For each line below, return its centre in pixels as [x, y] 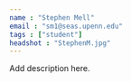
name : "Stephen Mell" [52, 18]
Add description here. [50, 68]
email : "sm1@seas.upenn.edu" [66, 26]
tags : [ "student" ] [46, 34]
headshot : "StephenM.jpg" [60, 43]
